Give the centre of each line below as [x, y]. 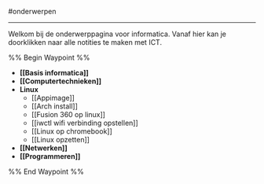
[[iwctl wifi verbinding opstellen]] [85, 123]
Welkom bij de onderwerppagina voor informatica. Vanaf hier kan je [117, 34]
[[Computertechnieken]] [60, 81]
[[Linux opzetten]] [60, 140]
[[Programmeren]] [50, 156]
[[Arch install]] [55, 106]
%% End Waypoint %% [46, 171]
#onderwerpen [32, 11]
